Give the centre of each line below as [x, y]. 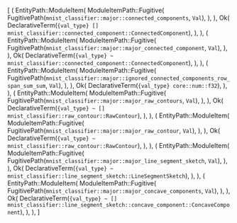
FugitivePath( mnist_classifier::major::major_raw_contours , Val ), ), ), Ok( [115, 101]
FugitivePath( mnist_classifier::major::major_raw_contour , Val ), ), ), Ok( [114, 131]
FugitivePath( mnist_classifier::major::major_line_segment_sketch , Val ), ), [118, 161]
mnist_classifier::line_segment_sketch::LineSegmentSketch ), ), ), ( [106, 176]
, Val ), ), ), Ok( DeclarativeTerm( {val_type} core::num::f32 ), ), [136, 85]
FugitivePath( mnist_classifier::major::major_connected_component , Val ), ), [118, 48]
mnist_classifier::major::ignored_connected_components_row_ [138, 79]
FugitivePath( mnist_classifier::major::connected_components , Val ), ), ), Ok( [118, 18]
